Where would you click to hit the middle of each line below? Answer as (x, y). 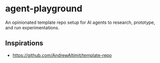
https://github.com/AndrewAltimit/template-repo (62, 55)
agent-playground (44, 9)
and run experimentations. (32, 27)
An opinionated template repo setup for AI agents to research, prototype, (80, 22)
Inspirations (24, 43)
